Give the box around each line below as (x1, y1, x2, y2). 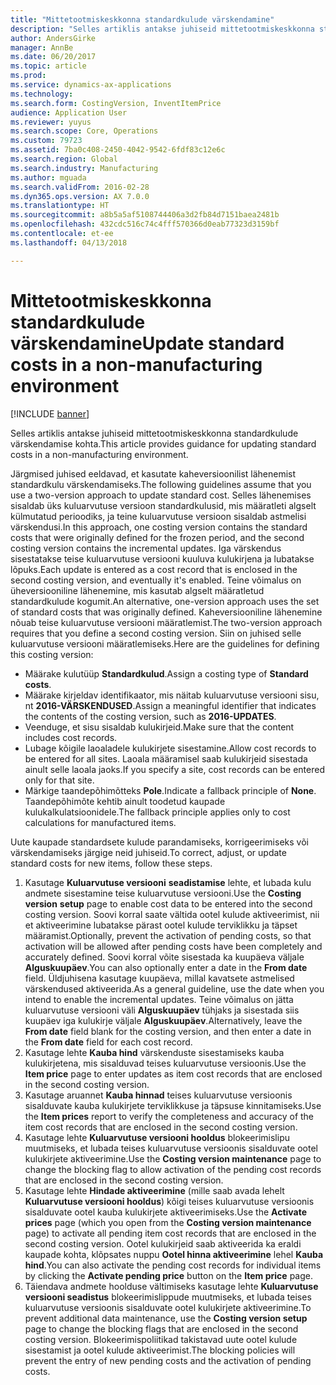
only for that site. (24, 774, 95, 786)
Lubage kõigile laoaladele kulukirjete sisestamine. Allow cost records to (24, 742, 317, 754)
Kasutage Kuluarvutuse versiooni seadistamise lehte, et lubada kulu (24, 876, 312, 888)
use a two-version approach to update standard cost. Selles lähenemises (10, 489, 312, 501)
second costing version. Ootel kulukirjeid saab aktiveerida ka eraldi (24, 1237, 302, 1250)
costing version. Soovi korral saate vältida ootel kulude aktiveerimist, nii (24, 908, 320, 920)
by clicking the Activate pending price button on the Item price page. (24, 1269, 313, 1281)
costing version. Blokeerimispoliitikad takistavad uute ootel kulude (24, 1333, 298, 1345)
